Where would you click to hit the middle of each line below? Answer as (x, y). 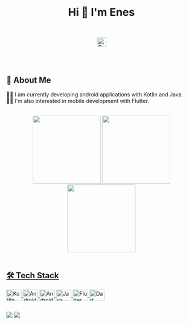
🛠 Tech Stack (33, 276)
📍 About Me (29, 80)
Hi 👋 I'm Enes (101, 12)
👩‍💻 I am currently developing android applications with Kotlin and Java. (95, 95)
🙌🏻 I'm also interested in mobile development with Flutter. (78, 101)
